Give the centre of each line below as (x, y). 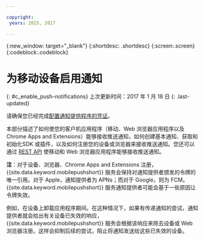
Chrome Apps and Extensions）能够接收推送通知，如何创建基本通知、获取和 (102, 136)
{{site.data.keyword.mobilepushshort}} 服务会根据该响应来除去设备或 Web (100, 224)
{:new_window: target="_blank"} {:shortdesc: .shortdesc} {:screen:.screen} (101, 46)
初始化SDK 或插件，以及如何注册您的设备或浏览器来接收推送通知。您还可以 (100, 144)
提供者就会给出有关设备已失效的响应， (54, 216)
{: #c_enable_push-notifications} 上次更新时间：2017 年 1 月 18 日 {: (91, 97)
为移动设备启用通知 (55, 78)
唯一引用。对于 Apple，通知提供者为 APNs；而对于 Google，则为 (88, 180)
